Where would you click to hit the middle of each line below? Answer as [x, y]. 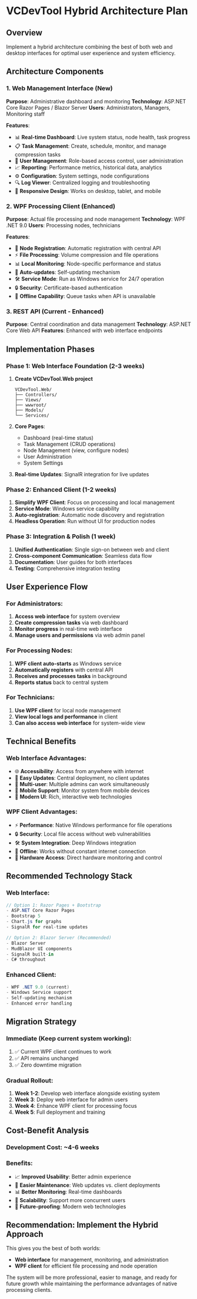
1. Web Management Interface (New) [59, 89]
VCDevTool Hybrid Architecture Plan [97, 11]
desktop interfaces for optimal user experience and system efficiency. [91, 53]
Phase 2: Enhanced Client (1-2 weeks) [61, 489]
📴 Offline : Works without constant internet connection [80, 851]
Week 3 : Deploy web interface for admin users [71, 1100]
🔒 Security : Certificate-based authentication [69, 287]
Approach [25, 1234]
